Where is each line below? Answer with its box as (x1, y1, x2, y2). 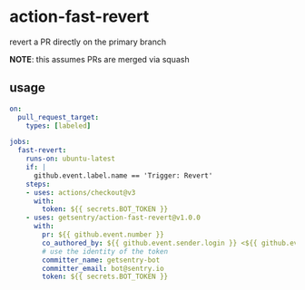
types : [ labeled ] (25, 121, 92, 130)
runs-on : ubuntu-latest (25, 154, 116, 164)
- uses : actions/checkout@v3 (25, 188, 136, 197)
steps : (25, 179, 51, 188)
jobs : (9, 138, 30, 147)
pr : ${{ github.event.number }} (42, 230, 165, 239)
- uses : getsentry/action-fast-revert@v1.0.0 (25, 213, 202, 223)
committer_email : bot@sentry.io (42, 264, 165, 273)
